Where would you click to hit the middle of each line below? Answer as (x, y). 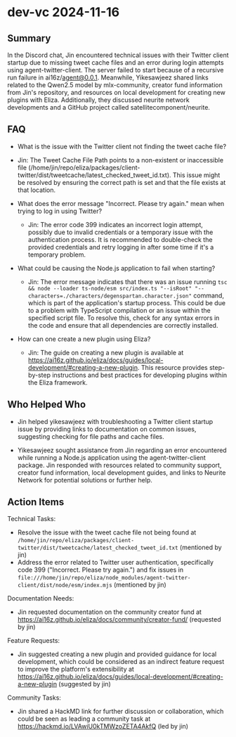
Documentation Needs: (41, 598)
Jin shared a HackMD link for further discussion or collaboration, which (120, 712)
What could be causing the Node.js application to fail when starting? (116, 268)
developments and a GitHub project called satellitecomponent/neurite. (109, 107)
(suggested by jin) (85, 684)
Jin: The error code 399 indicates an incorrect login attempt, (116, 224)
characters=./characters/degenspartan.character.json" (110, 296)
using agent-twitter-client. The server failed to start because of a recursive (116, 70)
